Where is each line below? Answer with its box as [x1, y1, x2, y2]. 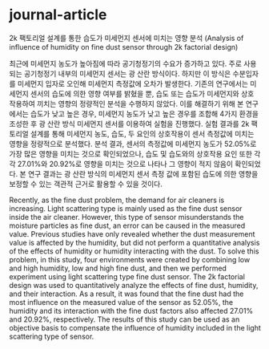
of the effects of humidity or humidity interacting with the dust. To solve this [9, 246, 259, 256]
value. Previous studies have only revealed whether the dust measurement [9, 229, 255, 238]
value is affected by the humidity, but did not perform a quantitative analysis [9, 237, 260, 247]
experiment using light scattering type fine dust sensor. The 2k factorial [9, 271, 245, 282]
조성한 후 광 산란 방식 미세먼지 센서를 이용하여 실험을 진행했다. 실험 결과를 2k [9, 119, 250, 128]
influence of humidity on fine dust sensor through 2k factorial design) [9, 42, 239, 51]
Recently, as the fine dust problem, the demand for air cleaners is [9, 195, 225, 205]
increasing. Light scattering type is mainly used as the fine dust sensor [9, 203, 243, 213]
